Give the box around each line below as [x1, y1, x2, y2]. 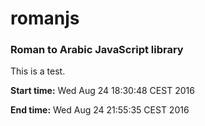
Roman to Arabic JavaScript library [10, 43, 184, 57]
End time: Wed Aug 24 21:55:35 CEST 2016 [10, 104, 190, 116]
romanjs [10, 7, 80, 30]
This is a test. [10, 65, 66, 77]
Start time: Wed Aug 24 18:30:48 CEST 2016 [10, 85, 195, 97]
